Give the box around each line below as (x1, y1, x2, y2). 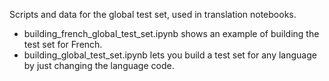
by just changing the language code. (23, 60, 175, 71)
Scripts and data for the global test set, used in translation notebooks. (9, 9, 297, 20)
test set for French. (23, 39, 103, 50)
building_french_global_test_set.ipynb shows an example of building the (23, 28, 320, 39)
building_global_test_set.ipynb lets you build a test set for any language (23, 49, 317, 61)
